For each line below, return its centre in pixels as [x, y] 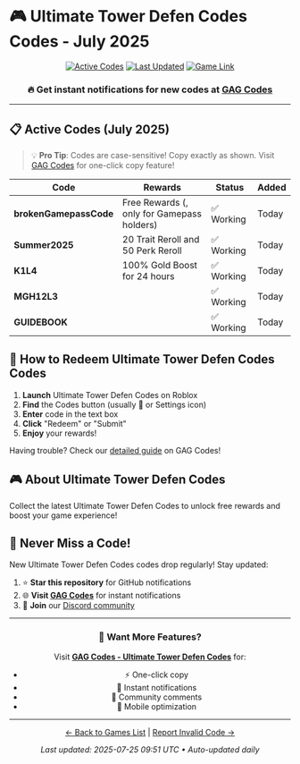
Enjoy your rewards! [59, 433]
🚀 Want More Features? [150, 637]
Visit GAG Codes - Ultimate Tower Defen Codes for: [150, 657]
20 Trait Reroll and [161, 240]
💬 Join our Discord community [79, 606]
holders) [140, 225]
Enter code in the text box [70, 414]
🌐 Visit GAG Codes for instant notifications [101, 596]
